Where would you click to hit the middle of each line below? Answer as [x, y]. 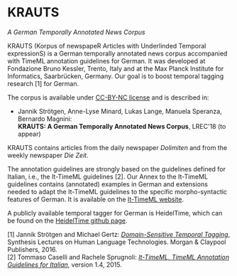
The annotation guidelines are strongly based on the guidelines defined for [116, 169]
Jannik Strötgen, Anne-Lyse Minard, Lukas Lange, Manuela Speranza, [120, 111]
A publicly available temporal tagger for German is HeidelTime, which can [115, 213]
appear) [29, 134]
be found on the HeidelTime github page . [67, 221]
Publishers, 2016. [33, 249]
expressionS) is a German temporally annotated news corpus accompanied [117, 53]
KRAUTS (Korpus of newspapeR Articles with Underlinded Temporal [107, 46]
